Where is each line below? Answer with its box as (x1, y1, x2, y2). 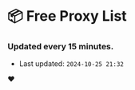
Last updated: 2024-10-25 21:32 (18, 59, 125, 68)
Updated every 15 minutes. (7, 41, 114, 53)
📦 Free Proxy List (7, 7, 127, 25)
